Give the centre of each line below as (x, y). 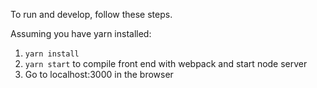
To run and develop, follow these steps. (91, 14)
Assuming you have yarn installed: (81, 33)
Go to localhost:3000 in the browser (99, 74)
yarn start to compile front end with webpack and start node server (166, 63)
